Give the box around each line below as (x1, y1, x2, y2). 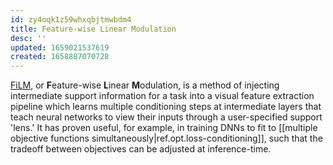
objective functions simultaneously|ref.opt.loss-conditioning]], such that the (10, 132, 323, 145)
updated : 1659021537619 (10, 42, 110, 53)
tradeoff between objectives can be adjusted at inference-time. (10, 143, 272, 155)
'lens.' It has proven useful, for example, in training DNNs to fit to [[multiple (10, 122, 318, 134)
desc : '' (10, 33, 47, 43)
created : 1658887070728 (10, 52, 110, 62)
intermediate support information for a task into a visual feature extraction (10, 90, 315, 102)
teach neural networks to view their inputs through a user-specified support (10, 111, 323, 123)
